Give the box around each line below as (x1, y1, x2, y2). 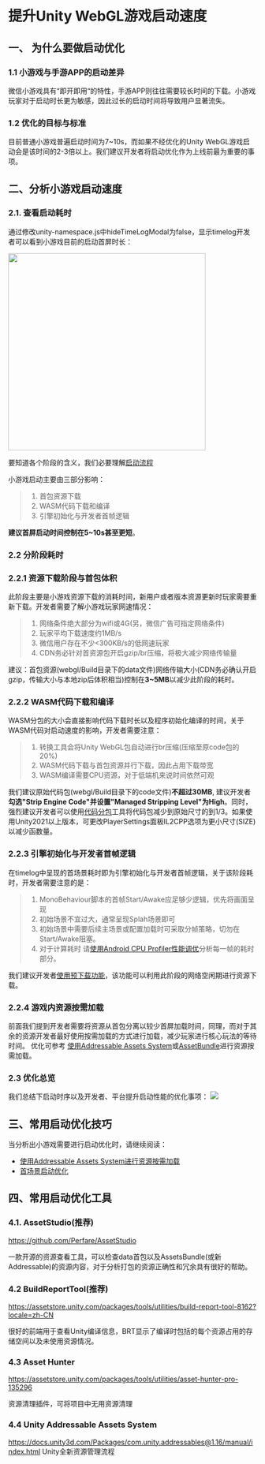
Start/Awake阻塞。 (39, 934, 100, 943)
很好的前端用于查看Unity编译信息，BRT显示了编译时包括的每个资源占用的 (8, 1327, 247, 1336)
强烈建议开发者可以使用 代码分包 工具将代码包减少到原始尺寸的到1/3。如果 (8, 807, 246, 816)
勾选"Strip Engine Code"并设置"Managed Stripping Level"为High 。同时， (8, 797, 252, 807)
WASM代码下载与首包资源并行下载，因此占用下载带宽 (39, 760, 214, 770)
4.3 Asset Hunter (8, 1356, 75, 1367)
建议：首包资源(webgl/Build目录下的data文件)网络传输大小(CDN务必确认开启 (8, 665, 256, 674)
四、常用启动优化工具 (8, 1192, 112, 1205)
